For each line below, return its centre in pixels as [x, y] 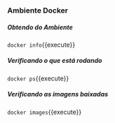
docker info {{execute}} [41, 45]
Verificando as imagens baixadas [58, 94]
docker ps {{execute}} [38, 78]
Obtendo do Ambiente [40, 27]
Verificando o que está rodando [55, 61]
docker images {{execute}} [45, 112]
